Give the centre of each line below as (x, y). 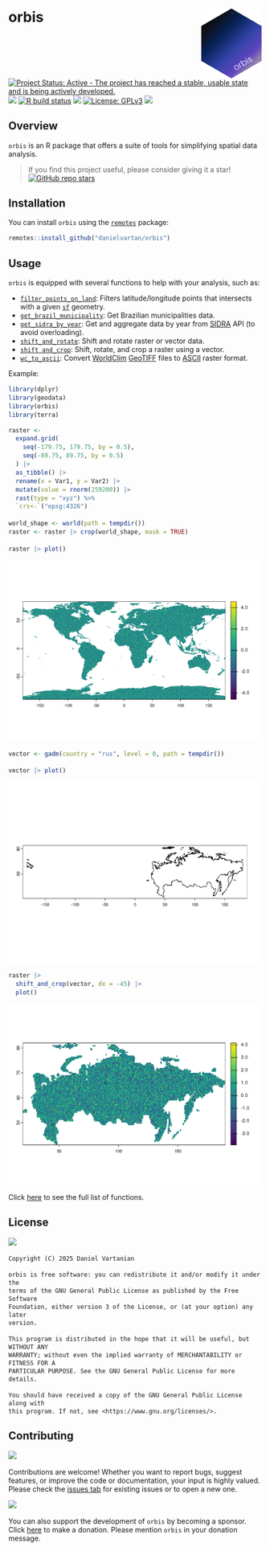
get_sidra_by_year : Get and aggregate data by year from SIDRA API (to (137, 324)
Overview (33, 126)
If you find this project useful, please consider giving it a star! (129, 170)
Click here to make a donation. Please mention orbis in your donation (123, 1529)
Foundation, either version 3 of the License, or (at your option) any (131, 1307)
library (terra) (34, 415)
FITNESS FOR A (32, 1363)
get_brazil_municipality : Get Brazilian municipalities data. (117, 315)
